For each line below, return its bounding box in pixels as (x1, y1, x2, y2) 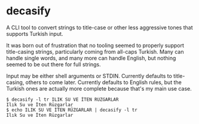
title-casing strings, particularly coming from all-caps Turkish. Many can (6, 48, 184, 55)
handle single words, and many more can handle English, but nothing (6, 54, 176, 61)
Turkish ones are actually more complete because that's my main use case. (6, 85, 192, 92)
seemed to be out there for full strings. (6, 61, 102, 68)
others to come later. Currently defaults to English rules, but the (25, 79, 182, 86)
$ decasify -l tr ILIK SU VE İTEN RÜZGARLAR (6, 97, 119, 103)
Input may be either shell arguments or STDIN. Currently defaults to (6, 72, 172, 79)
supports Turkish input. (6, 30, 64, 37)
